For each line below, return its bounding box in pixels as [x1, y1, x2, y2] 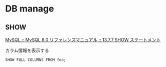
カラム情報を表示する [5, 47, 49, 53]
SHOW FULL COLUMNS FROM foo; [5, 57, 66, 62]
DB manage [5, 3, 54, 14]
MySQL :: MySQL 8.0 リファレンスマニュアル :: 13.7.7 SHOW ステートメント [5, 37, 161, 42]
